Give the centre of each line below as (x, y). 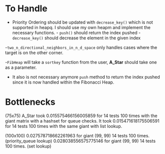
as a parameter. (21, 67)
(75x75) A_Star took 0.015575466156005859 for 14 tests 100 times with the (81, 116)
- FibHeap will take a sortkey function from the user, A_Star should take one (81, 62)
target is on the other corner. (34, 53)
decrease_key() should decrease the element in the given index (76, 38)
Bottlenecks (30, 102)
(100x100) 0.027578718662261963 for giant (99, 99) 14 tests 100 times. (77, 135)
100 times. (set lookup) (28, 146)
